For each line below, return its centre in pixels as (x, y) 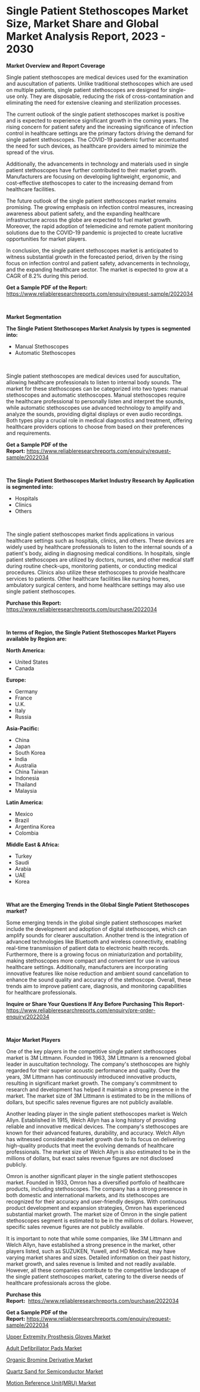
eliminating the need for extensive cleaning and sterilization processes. (93, 102)
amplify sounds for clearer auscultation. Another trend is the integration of (98, 935)
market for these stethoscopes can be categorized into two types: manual (97, 388)
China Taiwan (32, 771)
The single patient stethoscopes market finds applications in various (90, 534)
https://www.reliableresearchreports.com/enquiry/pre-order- (81, 1010)
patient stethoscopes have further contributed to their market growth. (92, 170)
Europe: (16, 680)
